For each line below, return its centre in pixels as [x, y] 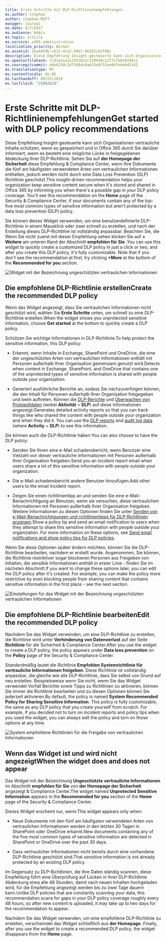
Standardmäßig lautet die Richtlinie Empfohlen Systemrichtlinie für [74, 665]
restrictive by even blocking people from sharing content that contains [77, 579]
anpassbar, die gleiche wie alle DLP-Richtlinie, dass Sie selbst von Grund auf [83, 676]
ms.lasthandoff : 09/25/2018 [34, 79]
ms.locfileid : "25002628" [32, 83]
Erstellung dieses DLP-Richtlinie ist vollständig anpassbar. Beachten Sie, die [82, 231]
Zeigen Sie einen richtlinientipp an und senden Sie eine [68, 496]
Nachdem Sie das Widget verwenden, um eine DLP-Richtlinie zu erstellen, [80, 634]
